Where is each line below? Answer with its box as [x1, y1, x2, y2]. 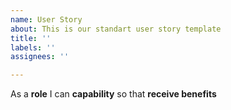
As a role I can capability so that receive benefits [10, 88, 217, 100]
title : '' [10, 33, 52, 43]
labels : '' [10, 42, 56, 53]
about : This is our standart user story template [10, 24, 222, 34]
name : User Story [10, 14, 83, 25]
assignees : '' [10, 52, 70, 62]
